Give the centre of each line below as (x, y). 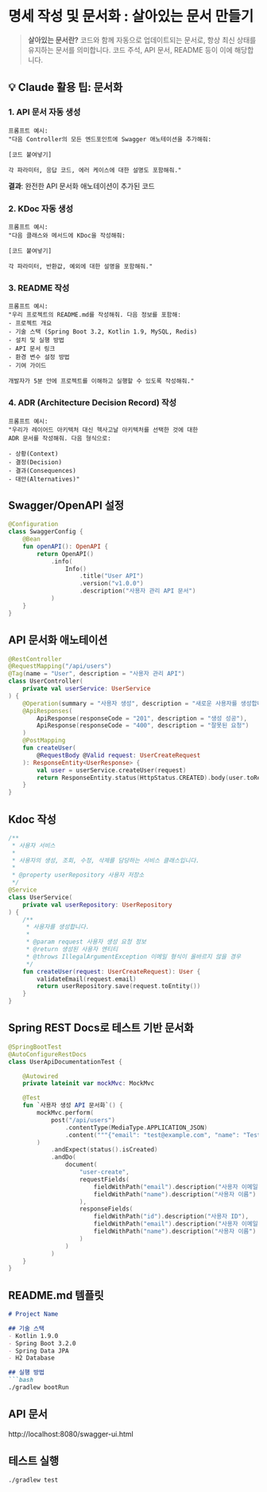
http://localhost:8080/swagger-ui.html (71, 1434)
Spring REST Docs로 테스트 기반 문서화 (101, 1028)
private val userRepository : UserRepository (97, 905)
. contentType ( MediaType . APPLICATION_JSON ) (136, 1128)
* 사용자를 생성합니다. (58, 927)
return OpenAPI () (65, 554)
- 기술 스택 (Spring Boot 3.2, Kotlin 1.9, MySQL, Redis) (103, 332)
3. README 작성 (39, 288)
